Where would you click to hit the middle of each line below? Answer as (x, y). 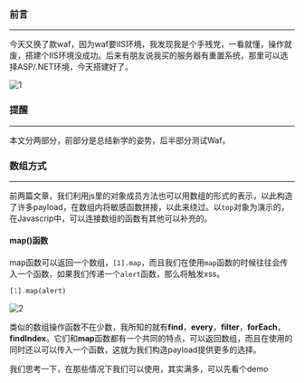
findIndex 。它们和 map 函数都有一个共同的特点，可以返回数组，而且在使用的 (151, 338)
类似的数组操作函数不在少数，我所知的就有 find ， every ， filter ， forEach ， (147, 327)
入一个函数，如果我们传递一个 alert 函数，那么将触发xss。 (117, 274)
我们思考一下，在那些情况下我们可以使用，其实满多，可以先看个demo (139, 369)
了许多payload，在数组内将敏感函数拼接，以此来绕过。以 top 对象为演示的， (149, 206)
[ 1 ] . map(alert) (38, 292)
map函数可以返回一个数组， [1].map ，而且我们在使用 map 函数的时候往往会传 (149, 263)
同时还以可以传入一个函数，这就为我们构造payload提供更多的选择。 (135, 349)
